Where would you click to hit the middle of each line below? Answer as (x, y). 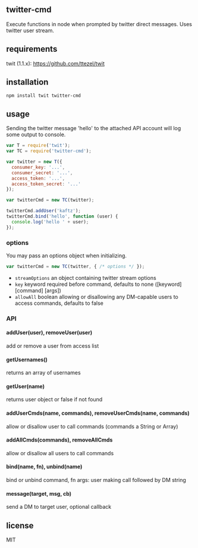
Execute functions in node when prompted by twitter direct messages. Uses (99, 24)
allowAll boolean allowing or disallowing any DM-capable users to (96, 297)
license (20, 525)
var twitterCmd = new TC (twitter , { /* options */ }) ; (76, 266)
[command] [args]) (38, 290)
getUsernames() (27, 360)
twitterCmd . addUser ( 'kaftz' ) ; (44, 211)
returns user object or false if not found (54, 399)
